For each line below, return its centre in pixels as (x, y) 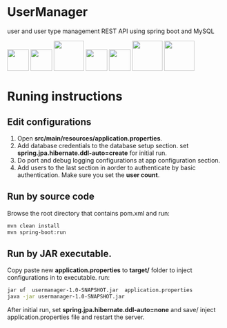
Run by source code (51, 197)
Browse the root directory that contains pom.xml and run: (89, 213)
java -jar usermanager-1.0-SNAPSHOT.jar (66, 297)
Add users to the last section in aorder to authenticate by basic (106, 167)
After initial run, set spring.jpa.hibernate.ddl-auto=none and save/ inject (111, 310)
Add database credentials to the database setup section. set (103, 145)
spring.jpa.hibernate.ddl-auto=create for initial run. (92, 153)
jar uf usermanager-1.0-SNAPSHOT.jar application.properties (100, 290)
